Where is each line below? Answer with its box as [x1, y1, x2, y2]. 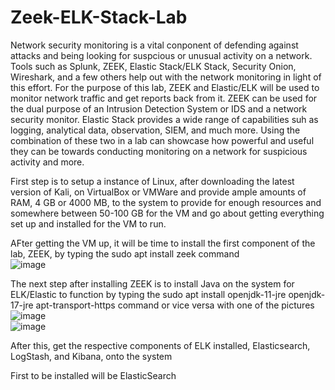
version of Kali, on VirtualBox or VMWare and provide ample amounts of [10, 186, 307, 198]
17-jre [10, 299, 34, 311]
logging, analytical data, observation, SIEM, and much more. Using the [10, 124, 301, 136]
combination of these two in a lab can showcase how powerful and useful [10, 134, 315, 146]
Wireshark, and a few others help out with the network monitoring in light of [10, 71, 322, 83]
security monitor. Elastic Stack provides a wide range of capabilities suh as [10, 113, 319, 125]
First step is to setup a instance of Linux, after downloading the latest [10, 175, 295, 187]
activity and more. [10, 156, 85, 168]
